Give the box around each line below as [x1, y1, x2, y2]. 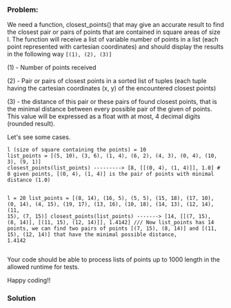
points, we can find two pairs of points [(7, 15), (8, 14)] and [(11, [7, 225, 217, 233]
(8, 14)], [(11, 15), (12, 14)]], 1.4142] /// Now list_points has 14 [7, 219, 214, 226]
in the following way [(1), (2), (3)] [7, 50, 112, 58]
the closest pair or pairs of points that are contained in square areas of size [7, 28, 221, 36]
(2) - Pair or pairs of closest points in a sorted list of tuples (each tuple [7, 77, 207, 85]
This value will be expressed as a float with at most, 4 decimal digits [7, 112, 201, 120]
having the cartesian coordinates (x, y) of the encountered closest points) [7, 84, 217, 93]
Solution [7, 293, 37, 303]
